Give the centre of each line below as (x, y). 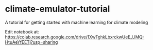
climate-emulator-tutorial (58, 9)
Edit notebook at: (22, 32)
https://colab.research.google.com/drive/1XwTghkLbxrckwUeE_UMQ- (75, 37)
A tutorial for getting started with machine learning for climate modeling (76, 22)
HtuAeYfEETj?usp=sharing (32, 42)
